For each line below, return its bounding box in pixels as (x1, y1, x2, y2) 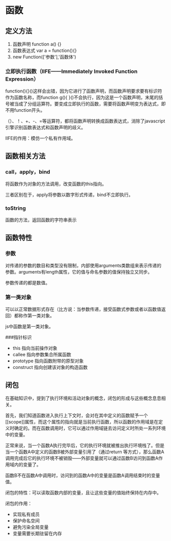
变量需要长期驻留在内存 (12, 530, 62, 536)
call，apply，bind (5, 168, 50, 175)
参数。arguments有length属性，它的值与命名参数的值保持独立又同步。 (5, 268, 153, 275)
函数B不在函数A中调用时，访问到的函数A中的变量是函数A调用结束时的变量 (5, 473, 160, 479)
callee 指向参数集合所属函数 (12, 352, 71, 358)
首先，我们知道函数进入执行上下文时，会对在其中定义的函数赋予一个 (5, 412, 148, 419)
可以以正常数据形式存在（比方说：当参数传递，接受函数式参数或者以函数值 (5, 306, 161, 312)
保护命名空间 (12, 518, 40, 524)
